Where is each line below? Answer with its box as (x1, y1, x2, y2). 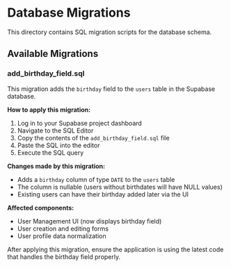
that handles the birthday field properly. (7, 252, 121, 261)
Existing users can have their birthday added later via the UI (17, 190, 189, 199)
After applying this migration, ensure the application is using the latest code (7, 245, 224, 253)
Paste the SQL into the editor (17, 141, 100, 149)
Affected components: (7, 203, 74, 212)
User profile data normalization (17, 231, 106, 240)
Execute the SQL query (17, 148, 84, 157)
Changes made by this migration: (7, 162, 106, 170)
